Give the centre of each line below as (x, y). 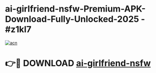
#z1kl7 (18, 29)
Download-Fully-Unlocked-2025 (72, 19)
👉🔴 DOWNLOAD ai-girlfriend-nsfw (78, 63)
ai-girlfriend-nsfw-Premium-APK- (75, 9)
